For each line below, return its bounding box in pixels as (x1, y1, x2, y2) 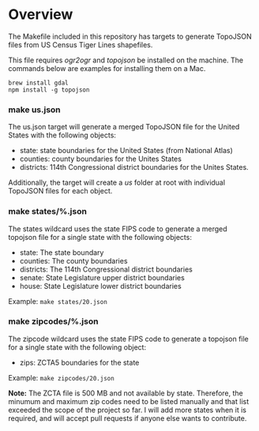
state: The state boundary (19, 247, 104, 257)
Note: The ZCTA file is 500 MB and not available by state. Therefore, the (8, 388, 243, 398)
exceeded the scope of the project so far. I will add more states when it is (8, 405, 247, 414)
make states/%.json (8, 206, 87, 217)
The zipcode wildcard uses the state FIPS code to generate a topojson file (8, 334, 249, 343)
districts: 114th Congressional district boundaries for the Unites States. (19, 163, 249, 172)
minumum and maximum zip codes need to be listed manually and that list (8, 396, 250, 406)
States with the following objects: (8, 130, 117, 140)
